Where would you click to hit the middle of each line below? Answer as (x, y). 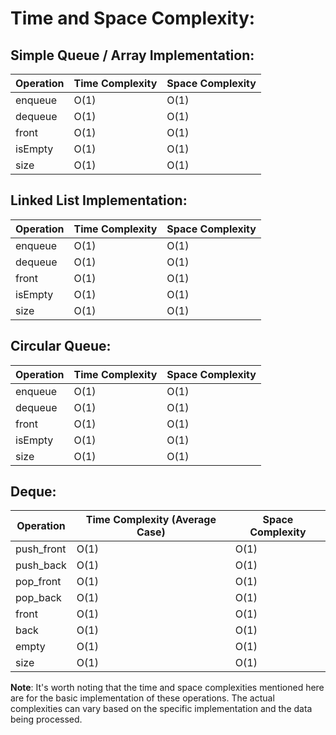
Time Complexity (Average (151, 520)
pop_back (38, 598)
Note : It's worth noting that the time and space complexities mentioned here (167, 688)
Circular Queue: (61, 346)
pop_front (38, 582)
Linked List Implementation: (99, 200)
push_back (41, 565)
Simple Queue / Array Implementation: (132, 55)
